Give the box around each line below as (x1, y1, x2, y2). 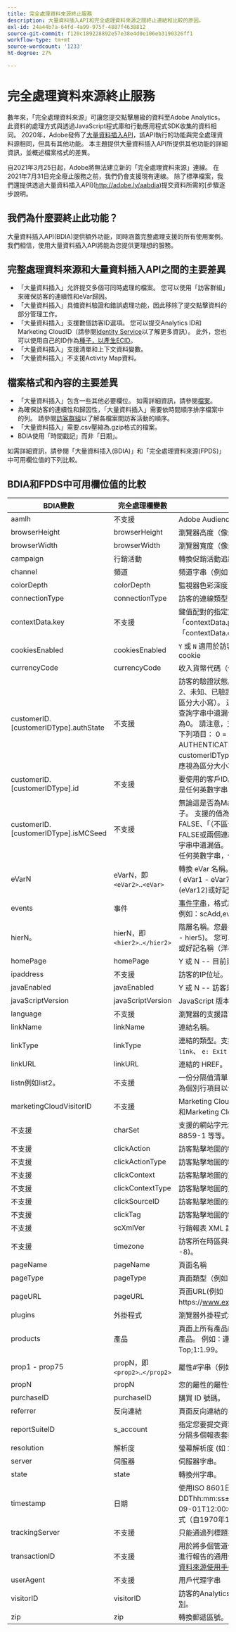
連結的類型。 (178, 1036, 221, 1046)
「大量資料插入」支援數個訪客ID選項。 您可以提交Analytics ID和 (17, 318, 202, 328)
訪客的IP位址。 (178, 970, 228, 980)
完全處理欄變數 (118, 501, 168, 511)
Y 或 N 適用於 (178, 642, 220, 652)
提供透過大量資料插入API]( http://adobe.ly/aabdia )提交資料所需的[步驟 (19, 180, 220, 189)
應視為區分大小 (178, 761, 228, 771)
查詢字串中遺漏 (178, 709, 228, 718)
